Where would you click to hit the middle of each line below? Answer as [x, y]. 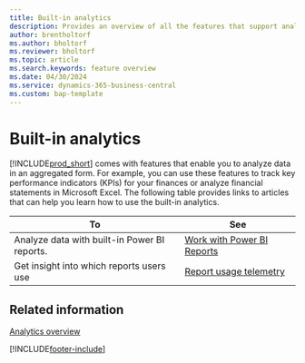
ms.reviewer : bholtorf [52, 52]
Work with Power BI [226, 240]
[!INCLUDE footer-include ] [58, 349]
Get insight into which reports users [90, 266]
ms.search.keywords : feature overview [83, 69]
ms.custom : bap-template [56, 93]
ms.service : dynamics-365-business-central [93, 85]
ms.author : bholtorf [49, 43]
